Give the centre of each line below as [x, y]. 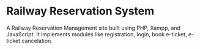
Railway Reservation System [80, 11]
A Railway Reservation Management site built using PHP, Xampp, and [93, 28]
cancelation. [37, 41]
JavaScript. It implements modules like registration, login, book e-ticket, [97, 34]
